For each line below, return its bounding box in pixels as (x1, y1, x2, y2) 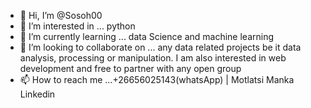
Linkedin (19, 88, 56, 100)
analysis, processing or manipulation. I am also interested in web (19, 52, 287, 64)
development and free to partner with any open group (19, 63, 242, 74)
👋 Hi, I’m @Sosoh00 (19, 10, 103, 21)
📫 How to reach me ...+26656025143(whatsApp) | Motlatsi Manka (19, 74, 295, 85)
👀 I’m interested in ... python (19, 20, 136, 32)
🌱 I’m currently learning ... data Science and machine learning (19, 31, 275, 42)
